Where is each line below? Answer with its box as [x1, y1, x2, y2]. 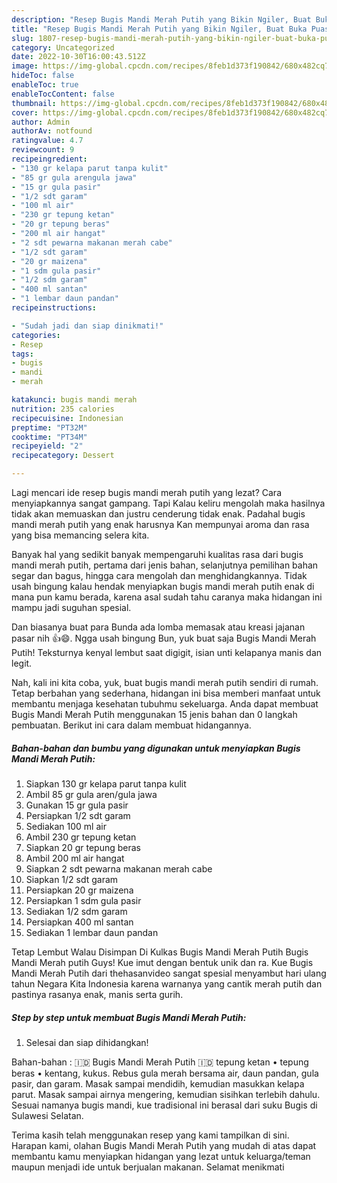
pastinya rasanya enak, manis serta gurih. [11, 988, 184, 1000]
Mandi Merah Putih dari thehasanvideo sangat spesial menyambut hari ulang [11, 967, 327, 979]
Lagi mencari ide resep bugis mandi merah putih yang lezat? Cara [11, 487, 282, 498]
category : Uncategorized [11, 42, 115, 53]
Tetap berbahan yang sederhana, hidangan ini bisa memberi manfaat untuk [11, 687, 321, 699]
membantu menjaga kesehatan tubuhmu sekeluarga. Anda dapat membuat [11, 698, 319, 710]
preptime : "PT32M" [11, 422, 88, 433]
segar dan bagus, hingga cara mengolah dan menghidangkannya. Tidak [11, 570, 308, 581]
